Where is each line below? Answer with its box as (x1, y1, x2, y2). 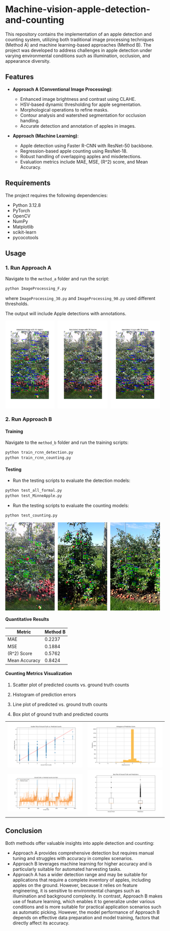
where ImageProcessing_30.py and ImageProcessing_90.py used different (5, 295, 156, 302)
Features (5, 72, 34, 82)
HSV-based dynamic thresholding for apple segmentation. (20, 101, 142, 107)
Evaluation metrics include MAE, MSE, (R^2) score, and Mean (20, 159, 148, 165)
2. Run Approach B (5, 416, 52, 423)
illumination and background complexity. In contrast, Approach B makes (12, 893, 163, 899)
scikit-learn (12, 229, 36, 235)
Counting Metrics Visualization (5, 671, 72, 677)
